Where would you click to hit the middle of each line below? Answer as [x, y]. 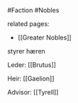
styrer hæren [27, 51]
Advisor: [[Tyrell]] [33, 92]
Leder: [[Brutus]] [32, 65]
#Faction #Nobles [33, 10]
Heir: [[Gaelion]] [31, 78]
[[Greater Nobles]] [45, 37]
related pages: [28, 24]
